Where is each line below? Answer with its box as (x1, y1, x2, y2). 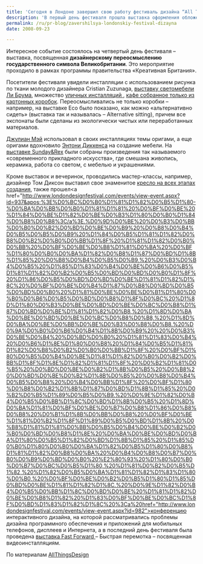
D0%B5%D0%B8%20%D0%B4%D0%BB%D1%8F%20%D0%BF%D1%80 (6, 379, 192, 386)
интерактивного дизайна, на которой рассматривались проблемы (6, 514, 178, 521)
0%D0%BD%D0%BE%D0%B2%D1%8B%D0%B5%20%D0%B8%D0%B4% (6, 372, 196, 379)
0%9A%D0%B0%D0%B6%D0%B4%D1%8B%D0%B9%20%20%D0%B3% (6, 327, 195, 335)
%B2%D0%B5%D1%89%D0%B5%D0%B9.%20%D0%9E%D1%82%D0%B (6, 392, 195, 399)
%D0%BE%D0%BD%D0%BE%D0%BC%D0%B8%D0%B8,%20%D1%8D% (6, 314, 195, 321)
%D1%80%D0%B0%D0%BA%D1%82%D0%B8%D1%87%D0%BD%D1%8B (6, 250, 196, 257)
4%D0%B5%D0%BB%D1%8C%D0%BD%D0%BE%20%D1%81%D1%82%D (6, 488, 196, 495)
